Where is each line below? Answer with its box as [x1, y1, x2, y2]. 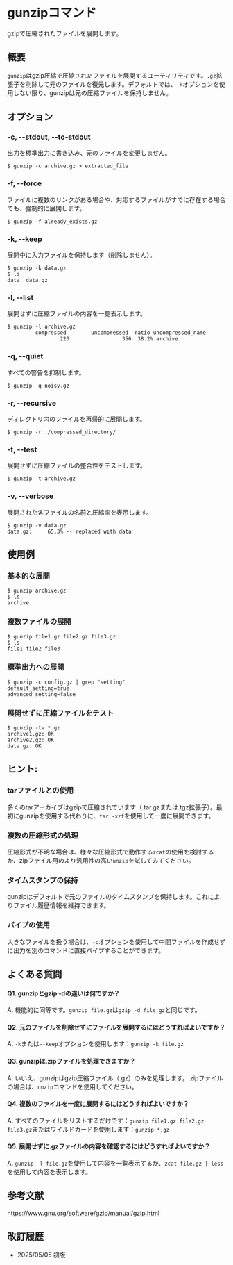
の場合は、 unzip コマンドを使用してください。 [7, 1082, 138, 1091]
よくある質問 [7, 968, 62, 980]
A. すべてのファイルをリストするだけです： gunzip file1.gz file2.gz [7, 1116, 205, 1125]
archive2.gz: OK [7, 736, 54, 744]
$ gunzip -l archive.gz [7, 323, 76, 331]
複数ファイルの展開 [7, 617, 71, 627]
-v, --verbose [7, 491, 54, 501]
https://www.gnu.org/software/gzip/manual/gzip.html [7, 1209, 160, 1217]
